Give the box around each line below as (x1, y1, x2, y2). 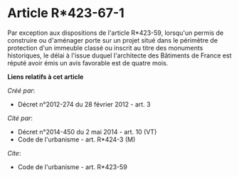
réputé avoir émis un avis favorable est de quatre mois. (7, 58, 169, 67)
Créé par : (7, 86, 36, 95)
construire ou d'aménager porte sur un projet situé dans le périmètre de (7, 36, 218, 44)
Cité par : (7, 114, 33, 122)
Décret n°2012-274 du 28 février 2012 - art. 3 (17, 100, 151, 108)
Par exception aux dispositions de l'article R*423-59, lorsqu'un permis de (7, 28, 224, 37)
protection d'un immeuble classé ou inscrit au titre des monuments (7, 43, 203, 52)
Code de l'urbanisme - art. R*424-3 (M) (17, 135, 136, 144)
